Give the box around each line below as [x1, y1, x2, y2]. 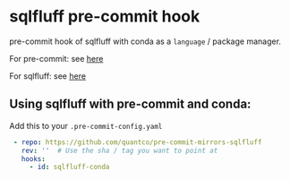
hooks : [21, 154, 47, 163]
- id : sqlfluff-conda [29, 163, 110, 172]
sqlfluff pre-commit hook [9, 6, 200, 27]
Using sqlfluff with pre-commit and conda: [9, 97, 252, 112]
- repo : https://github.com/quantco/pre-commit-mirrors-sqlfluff [13, 137, 262, 147]
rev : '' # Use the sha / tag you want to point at [21, 146, 218, 155]
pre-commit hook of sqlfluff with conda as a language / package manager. [9, 36, 282, 47]
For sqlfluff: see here [9, 70, 87, 81]
